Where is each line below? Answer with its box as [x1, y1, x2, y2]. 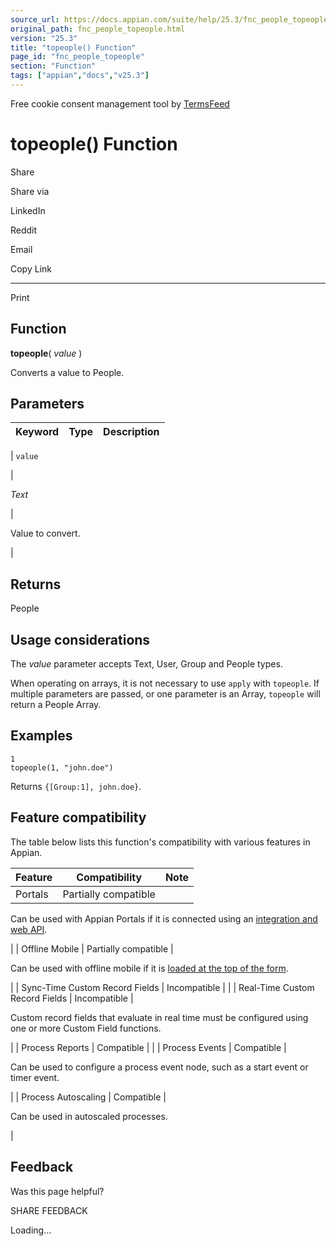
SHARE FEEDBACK [10, 1204, 88, 1216]
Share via [10, 185, 50, 197]
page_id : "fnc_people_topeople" [10, 52, 145, 62]
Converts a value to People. [10, 366, 125, 378]
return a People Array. [10, 699, 102, 711]
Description [103, 425, 160, 439]
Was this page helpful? [10, 1185, 105, 1197]
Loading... [10, 1224, 52, 1236]
